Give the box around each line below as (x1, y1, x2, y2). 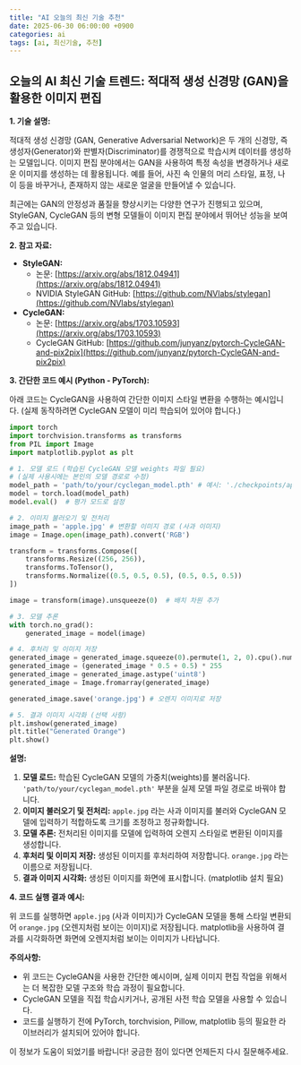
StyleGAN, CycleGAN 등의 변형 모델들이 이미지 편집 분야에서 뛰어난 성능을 (9, 210, 271, 220)
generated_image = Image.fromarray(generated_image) (9, 678, 211, 687)
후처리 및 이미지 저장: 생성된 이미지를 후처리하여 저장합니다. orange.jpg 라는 (21, 850, 289, 861)
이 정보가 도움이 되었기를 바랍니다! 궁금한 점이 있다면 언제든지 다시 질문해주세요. (9, 1046, 289, 1057)
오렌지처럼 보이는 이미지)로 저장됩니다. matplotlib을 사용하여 (64, 922, 276, 932)
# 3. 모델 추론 (9, 612, 58, 621)
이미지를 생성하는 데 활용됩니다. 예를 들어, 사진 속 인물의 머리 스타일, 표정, (18, 168, 276, 179)
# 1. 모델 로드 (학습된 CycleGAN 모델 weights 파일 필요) (9, 464, 206, 473)
